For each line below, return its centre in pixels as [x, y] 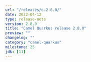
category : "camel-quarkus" [33, 42]
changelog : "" [20, 38]
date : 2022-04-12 [23, 14]
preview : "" [18, 33]
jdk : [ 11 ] [16, 51]
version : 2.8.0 [21, 24]
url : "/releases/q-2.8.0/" [33, 10]
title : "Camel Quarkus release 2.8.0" [46, 28]
